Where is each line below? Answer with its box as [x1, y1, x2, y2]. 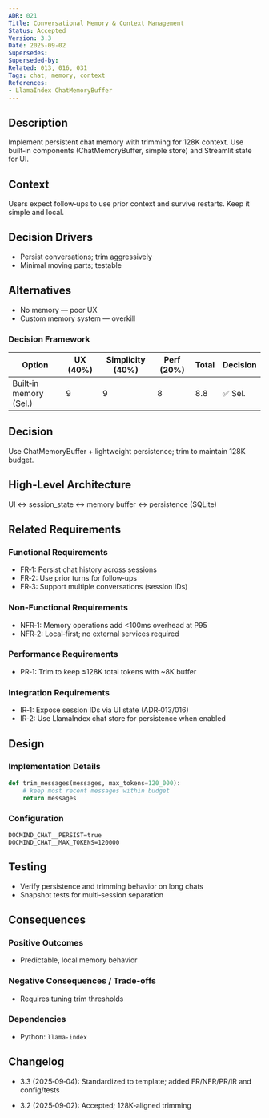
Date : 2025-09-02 [8, 42, 66, 50]
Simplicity [106, 354, 146, 365]
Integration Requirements [8, 687, 110, 698]
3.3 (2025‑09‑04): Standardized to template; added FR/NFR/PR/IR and [19, 1076, 252, 1086]
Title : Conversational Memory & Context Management [8, 19, 184, 27]
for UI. [8, 154, 30, 164]
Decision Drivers [8, 230, 94, 245]
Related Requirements [8, 522, 122, 536]
